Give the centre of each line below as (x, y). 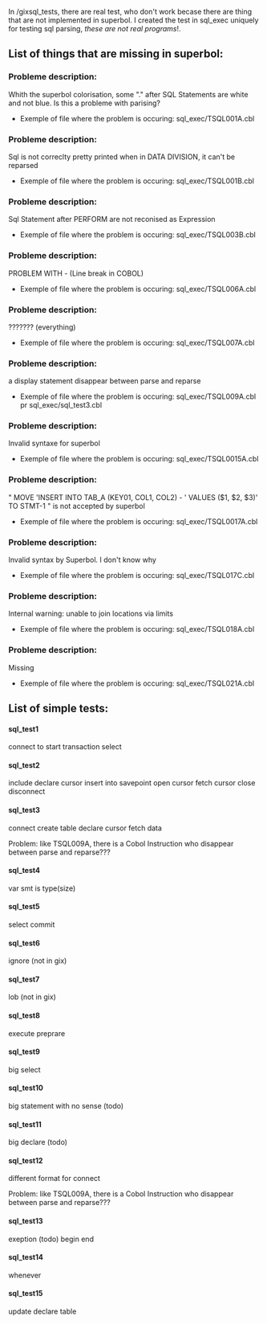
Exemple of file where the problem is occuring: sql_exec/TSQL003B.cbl (138, 235)
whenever (25, 1275)
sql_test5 (24, 907)
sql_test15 (26, 1293)
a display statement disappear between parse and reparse (105, 381)
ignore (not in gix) (38, 961)
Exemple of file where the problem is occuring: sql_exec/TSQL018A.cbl (137, 629)
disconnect (27, 792)
